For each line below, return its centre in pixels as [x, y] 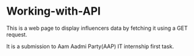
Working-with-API [53, 11]
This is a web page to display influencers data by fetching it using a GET [97, 28]
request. [17, 34]
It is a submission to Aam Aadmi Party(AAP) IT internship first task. [90, 46]
